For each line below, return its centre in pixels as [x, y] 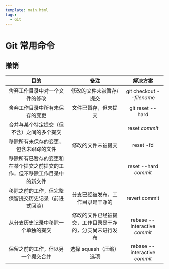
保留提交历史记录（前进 [36, 198]
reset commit [143, 128]
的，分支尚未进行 [92, 230]
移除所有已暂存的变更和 [36, 159]
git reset [139, 108]
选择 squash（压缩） [95, 249]
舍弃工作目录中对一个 [34, 91]
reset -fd [143, 145]
